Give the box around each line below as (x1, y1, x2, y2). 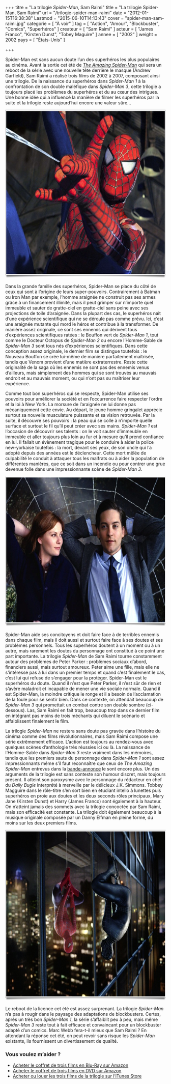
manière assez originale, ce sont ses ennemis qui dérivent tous (5, 327, 137, 332)
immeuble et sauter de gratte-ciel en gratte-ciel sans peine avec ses (5, 305, 149, 311)
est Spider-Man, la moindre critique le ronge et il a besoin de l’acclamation (5, 691, 161, 697)
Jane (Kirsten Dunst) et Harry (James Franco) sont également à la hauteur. (5, 798, 162, 804)
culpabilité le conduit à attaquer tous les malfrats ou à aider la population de (5, 455, 164, 461)
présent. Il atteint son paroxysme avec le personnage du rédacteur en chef (5, 777, 162, 783)
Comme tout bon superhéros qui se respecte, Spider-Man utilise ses (5, 390, 149, 396)
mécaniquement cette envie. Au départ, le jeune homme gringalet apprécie (5, 407, 163, 413)
